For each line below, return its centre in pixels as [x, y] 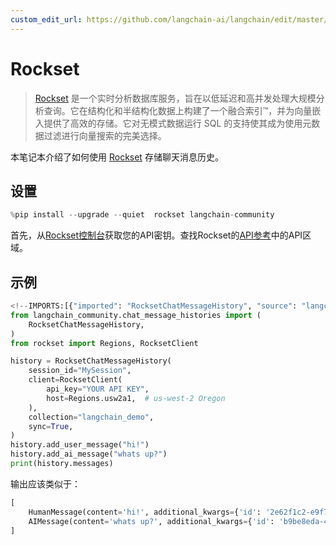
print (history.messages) [62, 464]
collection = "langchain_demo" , [91, 417]
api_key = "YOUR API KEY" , [98, 389]
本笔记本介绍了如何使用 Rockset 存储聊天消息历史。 [117, 157]
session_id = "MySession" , [80, 371]
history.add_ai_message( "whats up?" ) [89, 454]
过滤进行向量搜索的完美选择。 [105, 135]
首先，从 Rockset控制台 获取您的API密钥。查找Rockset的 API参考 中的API [156, 235]
